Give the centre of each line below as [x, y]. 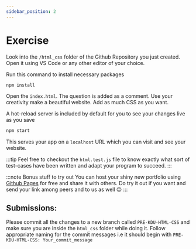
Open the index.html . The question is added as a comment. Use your [90, 96]
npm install [20, 85]
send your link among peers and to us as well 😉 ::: [67, 190]
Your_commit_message [68, 240]
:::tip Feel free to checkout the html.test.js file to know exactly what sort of [98, 159]
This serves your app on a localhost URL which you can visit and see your [96, 142]
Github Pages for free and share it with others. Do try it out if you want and [96, 183]
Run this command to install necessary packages [65, 74]
